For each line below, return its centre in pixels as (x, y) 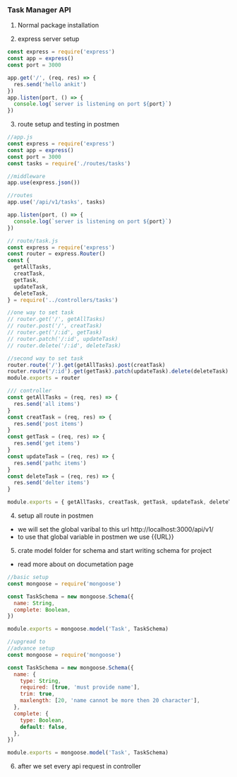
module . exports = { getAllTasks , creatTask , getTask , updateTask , (107, 502)
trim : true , (37, 694)
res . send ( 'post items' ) (48, 423)
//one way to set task (41, 312)
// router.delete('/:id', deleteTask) (64, 345)
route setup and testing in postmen (68, 124)
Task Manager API (39, 10)
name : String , (34, 603)
